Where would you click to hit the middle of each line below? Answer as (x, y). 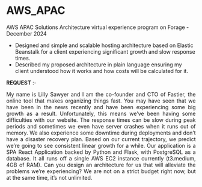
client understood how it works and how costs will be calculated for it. (101, 71)
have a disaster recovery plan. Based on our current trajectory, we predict (101, 139)
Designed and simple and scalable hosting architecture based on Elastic (104, 45)
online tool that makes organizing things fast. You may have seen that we (101, 101)
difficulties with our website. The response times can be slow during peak (101, 120)
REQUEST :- (22, 83)
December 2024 (26, 33)
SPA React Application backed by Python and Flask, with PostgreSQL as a (101, 152)
